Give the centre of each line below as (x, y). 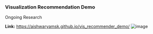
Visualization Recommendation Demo (50, 7)
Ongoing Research (23, 17)
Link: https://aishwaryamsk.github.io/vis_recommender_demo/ (67, 26)
